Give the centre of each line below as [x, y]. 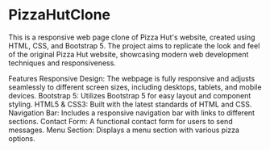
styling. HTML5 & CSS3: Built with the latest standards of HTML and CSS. [130, 104]
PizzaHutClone [60, 15]
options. [22, 138]
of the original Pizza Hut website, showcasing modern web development [129, 54]
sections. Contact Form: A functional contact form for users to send [120, 121]
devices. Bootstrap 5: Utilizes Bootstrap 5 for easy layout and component [130, 95]
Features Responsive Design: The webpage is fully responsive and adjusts [132, 78]
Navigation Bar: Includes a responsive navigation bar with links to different [132, 112]
